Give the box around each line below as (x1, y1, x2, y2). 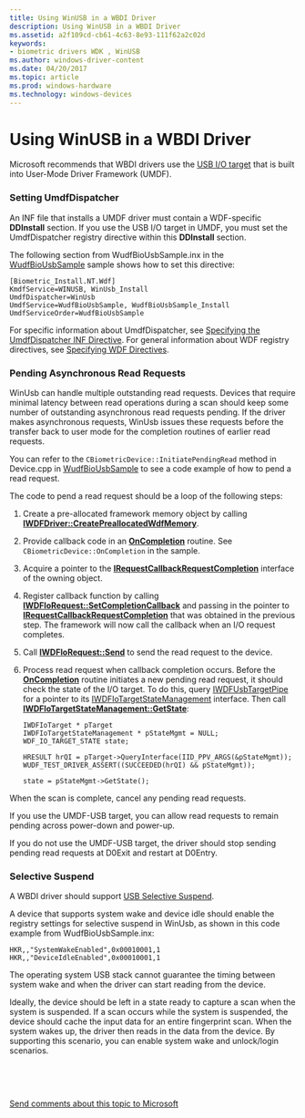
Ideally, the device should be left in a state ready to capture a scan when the (9, 997, 296, 1008)
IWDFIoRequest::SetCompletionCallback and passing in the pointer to (22, 600, 290, 611)
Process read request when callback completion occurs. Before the (22, 665, 276, 676)
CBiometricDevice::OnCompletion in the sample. (22, 545, 200, 556)
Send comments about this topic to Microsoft (9, 1098, 179, 1109)
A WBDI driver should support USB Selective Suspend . (9, 891, 215, 902)
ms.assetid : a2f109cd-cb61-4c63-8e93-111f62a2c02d (9, 30, 206, 39)
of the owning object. (22, 573, 103, 584)
